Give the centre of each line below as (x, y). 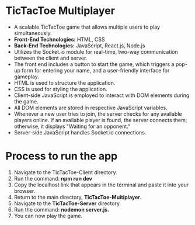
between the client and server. (51, 58)
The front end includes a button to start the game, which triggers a (94, 64)
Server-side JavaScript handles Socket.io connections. (80, 132)
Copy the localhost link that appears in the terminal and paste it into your (101, 185)
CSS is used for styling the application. (60, 89)
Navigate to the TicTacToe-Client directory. (65, 172)
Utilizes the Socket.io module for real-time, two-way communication (96, 51)
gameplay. (26, 77)
